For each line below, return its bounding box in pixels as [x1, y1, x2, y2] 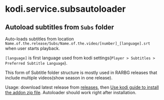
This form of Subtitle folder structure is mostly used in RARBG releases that [5, 70, 157, 75]
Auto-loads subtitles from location [5, 36, 74, 42]
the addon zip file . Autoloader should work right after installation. [5, 90, 137, 95]
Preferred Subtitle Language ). [5, 60, 68, 66]
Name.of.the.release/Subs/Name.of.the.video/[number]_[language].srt [5, 41, 151, 46]
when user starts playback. [5, 46, 60, 51]
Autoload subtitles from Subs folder [5, 23, 114, 31]
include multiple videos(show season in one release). [5, 75, 113, 80]
